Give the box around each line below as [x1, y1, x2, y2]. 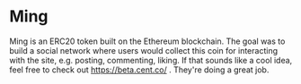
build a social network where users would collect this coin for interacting [9, 45, 279, 55]
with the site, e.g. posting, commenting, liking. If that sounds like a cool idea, [9, 55, 293, 65]
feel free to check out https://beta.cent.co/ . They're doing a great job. [9, 64, 270, 75]
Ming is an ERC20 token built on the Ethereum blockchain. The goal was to [9, 36, 286, 46]
